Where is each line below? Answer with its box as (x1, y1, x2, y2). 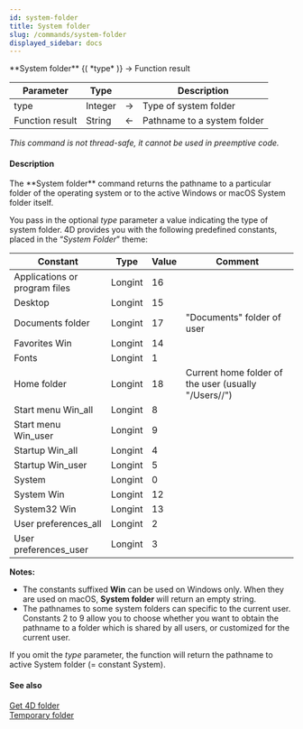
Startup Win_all (14, 444, 78, 457)
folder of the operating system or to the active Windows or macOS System (9, 188, 286, 198)
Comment (216, 255, 260, 268)
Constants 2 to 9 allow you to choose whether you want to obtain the (22, 613, 280, 623)
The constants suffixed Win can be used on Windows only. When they (22, 584, 284, 595)
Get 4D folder (9, 700, 60, 711)
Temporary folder (9, 709, 75, 720)
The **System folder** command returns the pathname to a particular (9, 178, 272, 189)
